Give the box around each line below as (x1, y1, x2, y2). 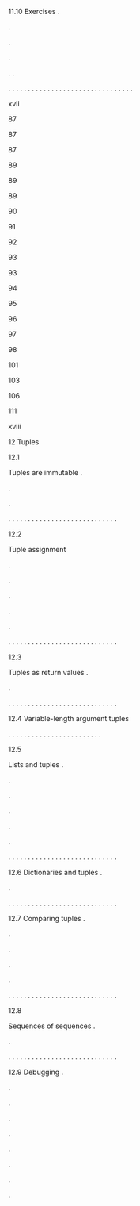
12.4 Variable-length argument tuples (8, 714, 129, 723)
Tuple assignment (8, 545, 66, 554)
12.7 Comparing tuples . (8, 914, 85, 923)
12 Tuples (8, 437, 40, 447)
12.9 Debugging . (8, 1067, 64, 1077)
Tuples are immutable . (8, 468, 83, 477)
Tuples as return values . (8, 668, 89, 677)
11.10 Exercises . (8, 7, 60, 16)
